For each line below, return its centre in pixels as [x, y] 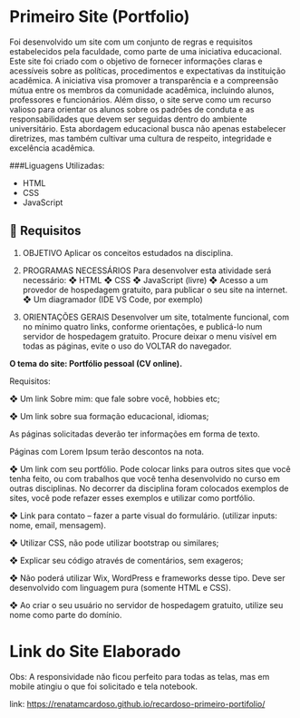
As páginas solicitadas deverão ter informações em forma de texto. [135, 434]
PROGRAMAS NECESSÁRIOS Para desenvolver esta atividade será [147, 270]
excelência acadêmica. [52, 148]
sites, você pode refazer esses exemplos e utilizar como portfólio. [132, 497]
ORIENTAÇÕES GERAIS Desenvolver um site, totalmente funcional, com [156, 317]
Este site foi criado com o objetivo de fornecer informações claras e [136, 61]
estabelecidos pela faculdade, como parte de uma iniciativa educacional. [146, 51]
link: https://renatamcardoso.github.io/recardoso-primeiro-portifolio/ [137, 703]
